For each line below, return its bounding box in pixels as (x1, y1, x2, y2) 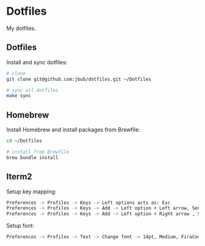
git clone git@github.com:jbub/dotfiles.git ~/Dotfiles (6, 76, 151, 82)
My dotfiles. (6, 24, 37, 32)
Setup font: (6, 222, 35, 229)
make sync (6, 93, 32, 99)
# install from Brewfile (6, 149, 70, 155)
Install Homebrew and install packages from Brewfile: (6, 126, 140, 133)
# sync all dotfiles (6, 87, 59, 93)
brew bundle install (6, 154, 59, 160)
